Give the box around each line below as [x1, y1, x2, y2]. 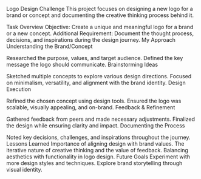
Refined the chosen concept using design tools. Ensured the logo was [6, 97, 182, 104]
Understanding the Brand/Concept [6, 42, 93, 50]
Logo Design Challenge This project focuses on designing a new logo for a [6, 5, 193, 12]
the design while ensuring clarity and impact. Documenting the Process [6, 122, 185, 129]
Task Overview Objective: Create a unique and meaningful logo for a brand [6, 24, 194, 30]
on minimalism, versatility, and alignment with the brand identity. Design [6, 79, 186, 86]
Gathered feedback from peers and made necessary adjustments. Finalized [6, 115, 196, 123]
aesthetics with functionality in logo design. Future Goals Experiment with [6, 153, 190, 160]
